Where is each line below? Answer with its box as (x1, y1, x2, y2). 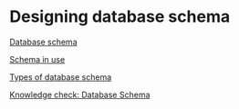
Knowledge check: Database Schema (9, 89, 151, 100)
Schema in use (9, 54, 66, 64)
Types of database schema (9, 71, 112, 83)
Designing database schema (9, 6, 231, 27)
